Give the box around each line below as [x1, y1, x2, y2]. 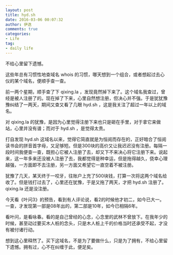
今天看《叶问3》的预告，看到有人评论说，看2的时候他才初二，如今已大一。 [5, 196, 165, 203]
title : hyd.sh [5, 12, 36, 17]
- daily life [5, 46, 33, 51]
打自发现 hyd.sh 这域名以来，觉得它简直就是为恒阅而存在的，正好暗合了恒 [5, 136, 162, 142]
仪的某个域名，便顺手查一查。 [5, 77, 68, 84]
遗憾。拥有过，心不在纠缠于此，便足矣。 [9, 244, 96, 250]
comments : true [5, 27, 38, 32]
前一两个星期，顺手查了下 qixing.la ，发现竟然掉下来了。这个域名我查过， [5, 88, 161, 95]
